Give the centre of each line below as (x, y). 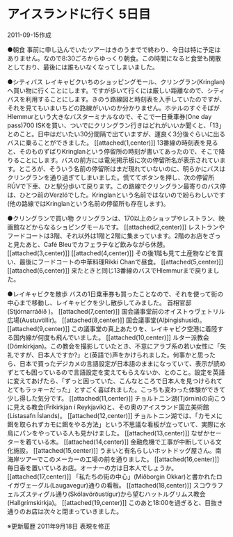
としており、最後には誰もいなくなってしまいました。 (83, 67)
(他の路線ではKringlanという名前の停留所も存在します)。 (88, 203)
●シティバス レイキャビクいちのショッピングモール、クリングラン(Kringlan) (116, 81)
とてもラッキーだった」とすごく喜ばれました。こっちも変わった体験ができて (116, 390)
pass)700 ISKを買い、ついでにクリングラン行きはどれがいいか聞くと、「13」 (116, 125)
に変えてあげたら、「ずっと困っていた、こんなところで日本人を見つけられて (115, 380)
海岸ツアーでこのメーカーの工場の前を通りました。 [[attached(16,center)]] (113, 459)
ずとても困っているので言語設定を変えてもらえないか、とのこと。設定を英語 (116, 372)
